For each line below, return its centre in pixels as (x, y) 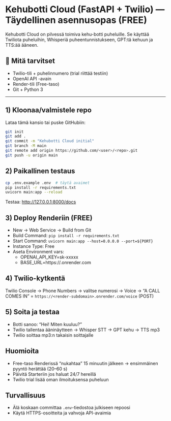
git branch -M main (26, 146)
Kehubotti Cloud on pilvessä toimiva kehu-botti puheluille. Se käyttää (77, 34)
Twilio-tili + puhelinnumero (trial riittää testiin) (60, 73)
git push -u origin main (32, 155)
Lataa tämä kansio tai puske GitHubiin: (45, 122)
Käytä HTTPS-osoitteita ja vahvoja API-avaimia (62, 413)
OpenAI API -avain (32, 78)
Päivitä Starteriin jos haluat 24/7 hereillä (54, 374)
